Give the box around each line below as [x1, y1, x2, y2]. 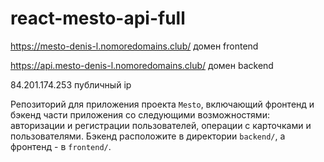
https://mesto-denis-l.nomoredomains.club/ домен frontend [10, 40, 259, 52]
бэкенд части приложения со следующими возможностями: [10, 108, 270, 121]
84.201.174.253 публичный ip [10, 78, 132, 91]
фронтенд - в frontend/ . [10, 140, 112, 152]
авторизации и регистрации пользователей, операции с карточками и [10, 119, 312, 131]
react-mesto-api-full [10, 7, 186, 30]
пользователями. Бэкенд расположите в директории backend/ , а [10, 130, 286, 142]
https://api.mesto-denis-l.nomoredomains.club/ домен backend [10, 59, 274, 71]
